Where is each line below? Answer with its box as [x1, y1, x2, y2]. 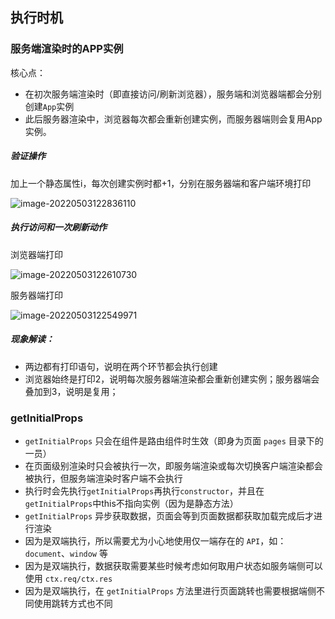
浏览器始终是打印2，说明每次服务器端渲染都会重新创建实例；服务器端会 [24, 373, 320, 385]
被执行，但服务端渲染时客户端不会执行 [24, 472, 183, 484]
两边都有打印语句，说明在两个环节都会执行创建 [24, 360, 218, 372]
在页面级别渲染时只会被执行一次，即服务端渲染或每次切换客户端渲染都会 [24, 459, 323, 472]
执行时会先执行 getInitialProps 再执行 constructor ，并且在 [24, 484, 265, 497]
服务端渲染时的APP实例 [10, 42, 124, 56]
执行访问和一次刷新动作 [10, 221, 107, 233]
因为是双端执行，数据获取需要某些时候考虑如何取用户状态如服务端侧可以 [24, 559, 323, 572]
